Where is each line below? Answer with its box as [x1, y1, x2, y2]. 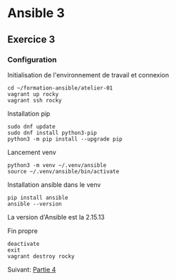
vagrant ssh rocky [7, 97, 62, 104]
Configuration [7, 55, 57, 65]
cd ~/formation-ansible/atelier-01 [7, 84, 113, 92]
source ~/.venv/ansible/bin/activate [7, 168, 120, 175]
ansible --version [7, 200, 62, 208]
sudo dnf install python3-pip [7, 129, 98, 136]
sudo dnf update [7, 123, 56, 130]
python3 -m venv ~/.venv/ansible [7, 161, 107, 168]
